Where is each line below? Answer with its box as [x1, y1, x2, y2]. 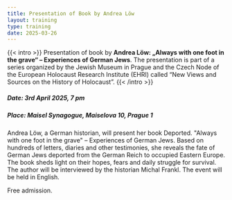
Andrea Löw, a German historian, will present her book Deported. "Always [7, 129, 217, 137]
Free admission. [7, 186, 53, 194]
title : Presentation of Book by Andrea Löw [7, 10, 135, 17]
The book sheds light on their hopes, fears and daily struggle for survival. [7, 158, 217, 166]
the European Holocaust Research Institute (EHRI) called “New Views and [7, 71, 217, 79]
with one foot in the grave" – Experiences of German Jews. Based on [7, 136, 204, 144]
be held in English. [7, 172, 60, 181]
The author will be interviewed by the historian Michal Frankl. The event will [7, 165, 223, 174]
